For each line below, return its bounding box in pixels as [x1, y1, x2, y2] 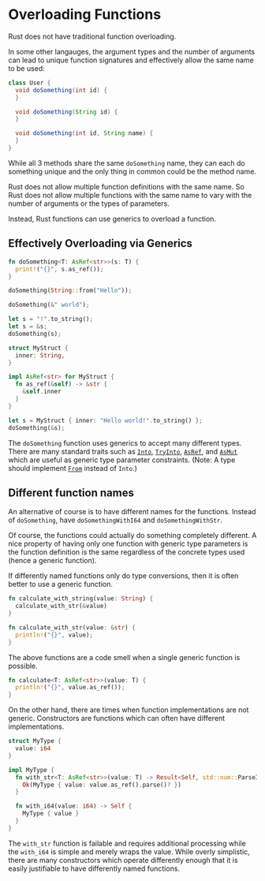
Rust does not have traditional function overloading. [8, 32, 177, 41]
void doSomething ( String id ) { [15, 108, 118, 116]
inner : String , [15, 351, 65, 360]
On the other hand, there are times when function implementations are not [8, 705, 249, 715]
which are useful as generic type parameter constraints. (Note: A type [8, 455, 236, 465]
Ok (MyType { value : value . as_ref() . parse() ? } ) [22, 781, 181, 789]
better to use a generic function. [8, 580, 113, 589]
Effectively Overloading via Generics [8, 237, 193, 250]
